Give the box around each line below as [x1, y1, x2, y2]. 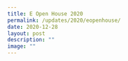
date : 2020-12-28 [7, 23, 58, 30]
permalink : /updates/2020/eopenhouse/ [7, 17, 121, 24]
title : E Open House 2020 [7, 10, 83, 18]
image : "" [7, 43, 37, 50]
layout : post [7, 29, 46, 37]
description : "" [7, 36, 55, 43]
